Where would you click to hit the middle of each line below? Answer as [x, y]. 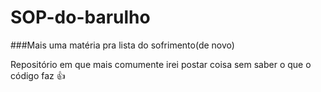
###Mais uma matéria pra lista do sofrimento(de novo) [122, 45]
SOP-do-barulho [80, 17]
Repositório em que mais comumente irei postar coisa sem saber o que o [161, 64]
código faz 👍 [38, 75]
